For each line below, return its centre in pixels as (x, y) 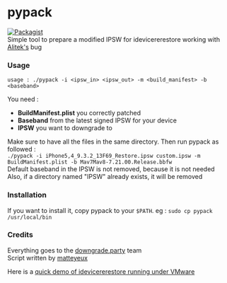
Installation (27, 195)
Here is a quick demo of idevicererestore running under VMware (101, 271)
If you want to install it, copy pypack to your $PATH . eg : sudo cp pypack (110, 210)
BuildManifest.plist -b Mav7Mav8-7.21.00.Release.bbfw (90, 162)
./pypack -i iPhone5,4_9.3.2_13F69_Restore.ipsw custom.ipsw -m (104, 156)
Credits (20, 235)
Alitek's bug (25, 47)
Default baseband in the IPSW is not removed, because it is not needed (111, 169)
